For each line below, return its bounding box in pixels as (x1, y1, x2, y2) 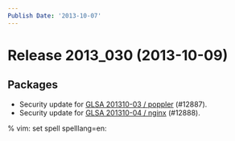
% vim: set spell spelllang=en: (7, 123, 107, 133)
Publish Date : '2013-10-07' (7, 11, 102, 20)
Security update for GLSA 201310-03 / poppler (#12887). (19, 99, 208, 109)
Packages (7, 78, 58, 92)
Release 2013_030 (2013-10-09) (7, 46, 229, 64)
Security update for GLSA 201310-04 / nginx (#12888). (19, 107, 200, 117)
